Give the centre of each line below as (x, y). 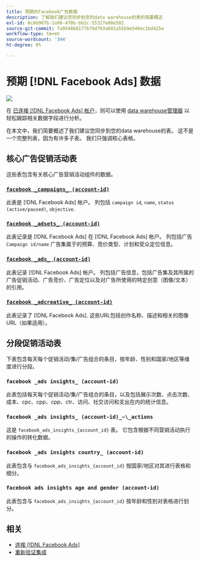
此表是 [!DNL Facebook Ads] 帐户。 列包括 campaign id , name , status (90, 202)
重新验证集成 (30, 552)
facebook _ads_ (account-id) (49, 259)
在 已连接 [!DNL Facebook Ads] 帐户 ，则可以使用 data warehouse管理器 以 (98, 110)
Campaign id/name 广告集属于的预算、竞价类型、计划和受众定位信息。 (91, 244)
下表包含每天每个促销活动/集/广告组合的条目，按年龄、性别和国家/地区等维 (98, 359)
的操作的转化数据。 (30, 437)
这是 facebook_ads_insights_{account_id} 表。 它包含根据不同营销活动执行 (99, 430)
